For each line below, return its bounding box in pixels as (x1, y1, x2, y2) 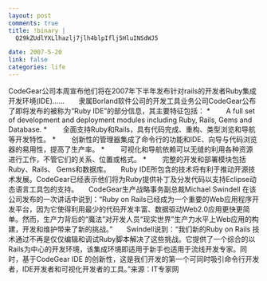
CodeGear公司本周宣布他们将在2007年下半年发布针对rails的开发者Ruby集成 (8, 85, 257, 96)
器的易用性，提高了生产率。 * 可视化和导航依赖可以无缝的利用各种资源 (8, 144, 253, 154)
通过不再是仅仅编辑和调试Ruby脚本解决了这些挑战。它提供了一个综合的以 (14, 234, 256, 243)
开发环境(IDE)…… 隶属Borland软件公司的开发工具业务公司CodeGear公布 (8, 96, 257, 105)
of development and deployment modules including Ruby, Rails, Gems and (8, 115, 253, 125)
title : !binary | (8, 26, 66, 34)
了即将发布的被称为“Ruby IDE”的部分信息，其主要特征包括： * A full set (8, 105, 255, 116)
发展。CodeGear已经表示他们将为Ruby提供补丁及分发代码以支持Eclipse (14, 174, 250, 184)
